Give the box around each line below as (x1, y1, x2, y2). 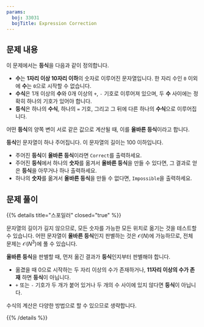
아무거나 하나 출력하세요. (38, 167, 97, 174)
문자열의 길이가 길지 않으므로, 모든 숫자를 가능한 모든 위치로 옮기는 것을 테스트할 (6, 225, 197, 232)
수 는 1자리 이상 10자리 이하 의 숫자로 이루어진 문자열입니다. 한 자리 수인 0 (15, 74, 187, 82)
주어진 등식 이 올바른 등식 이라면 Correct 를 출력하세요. (15, 152, 142, 159)
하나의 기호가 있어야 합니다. (26, 98, 92, 105)
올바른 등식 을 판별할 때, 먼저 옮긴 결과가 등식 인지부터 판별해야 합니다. (6, 253, 171, 260)
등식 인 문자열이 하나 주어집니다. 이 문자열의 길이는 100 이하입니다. (6, 138, 164, 146)
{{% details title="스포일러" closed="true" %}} (6, 212, 122, 218)
